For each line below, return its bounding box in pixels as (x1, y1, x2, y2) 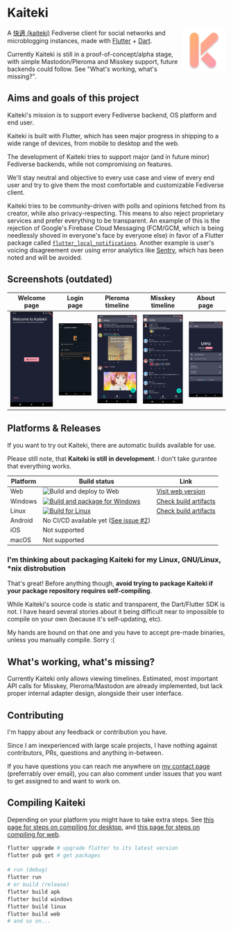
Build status (78, 478, 114, 485)
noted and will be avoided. (7, 253, 83, 261)
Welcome (17, 294, 46, 302)
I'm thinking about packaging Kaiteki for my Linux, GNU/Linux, (7, 555, 221, 564)
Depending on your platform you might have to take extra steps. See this (7, 815, 214, 824)
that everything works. (7, 462, 71, 470)
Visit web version (156, 487, 206, 496)
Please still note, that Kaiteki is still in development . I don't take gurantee (7, 454, 217, 463)
